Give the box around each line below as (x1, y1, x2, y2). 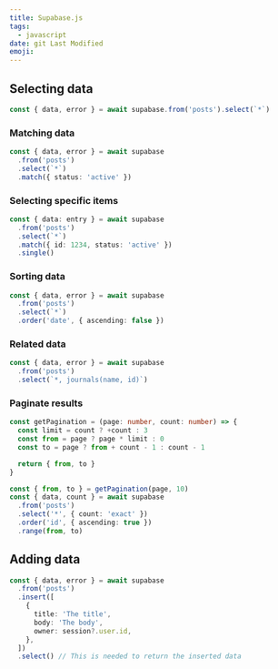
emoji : (9, 47, 35, 56)
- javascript (17, 30, 67, 39)
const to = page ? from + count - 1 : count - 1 (17, 442, 205, 451)
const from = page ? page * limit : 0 (17, 434, 165, 444)
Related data (9, 338, 66, 350)
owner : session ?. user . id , (33, 626, 132, 635)
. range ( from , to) (17, 526, 84, 535)
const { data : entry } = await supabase (9, 215, 165, 224)
